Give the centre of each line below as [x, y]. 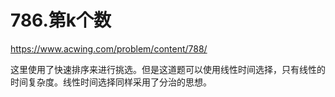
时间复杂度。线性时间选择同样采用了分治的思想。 [111, 82]
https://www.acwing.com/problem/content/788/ [109, 48]
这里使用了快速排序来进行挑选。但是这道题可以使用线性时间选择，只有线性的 [168, 69]
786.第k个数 [61, 20]
